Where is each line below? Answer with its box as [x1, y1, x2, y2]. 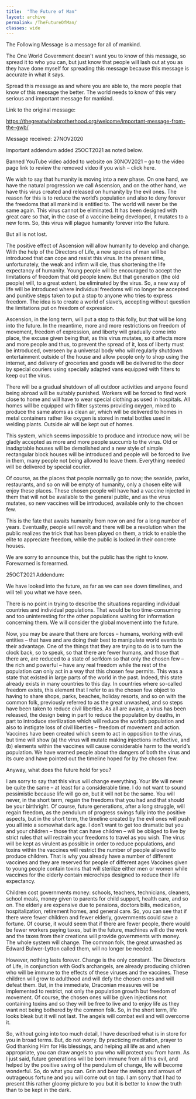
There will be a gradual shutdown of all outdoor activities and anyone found [6, 383, 188, 390]
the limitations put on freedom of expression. [6, 305, 115, 312]
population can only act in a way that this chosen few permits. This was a [6, 668, 183, 675]
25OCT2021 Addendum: [6, 571, 64, 578]
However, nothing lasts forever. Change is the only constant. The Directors [6, 956, 186, 963]
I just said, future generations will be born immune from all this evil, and [6, 1055, 178, 1063]
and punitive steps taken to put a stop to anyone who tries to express [6, 292, 173, 299]
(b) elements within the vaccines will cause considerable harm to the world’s [6, 743, 191, 750]
